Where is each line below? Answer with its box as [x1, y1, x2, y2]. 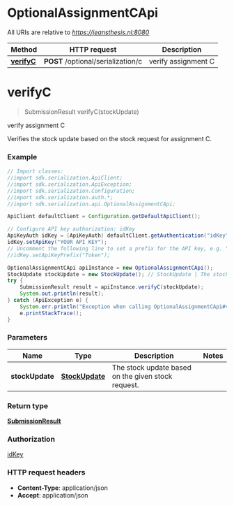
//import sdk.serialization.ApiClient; [7, 175, 123, 182]
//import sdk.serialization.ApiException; [7, 180, 132, 188]
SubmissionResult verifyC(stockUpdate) [24, 107, 139, 116]
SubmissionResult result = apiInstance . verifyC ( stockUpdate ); [19, 284, 204, 291]
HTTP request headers [7, 468, 86, 477]
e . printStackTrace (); [19, 310, 82, 317]
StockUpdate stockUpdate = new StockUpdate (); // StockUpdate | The [7, 270, 210, 277]
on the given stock [111, 371, 173, 381]
